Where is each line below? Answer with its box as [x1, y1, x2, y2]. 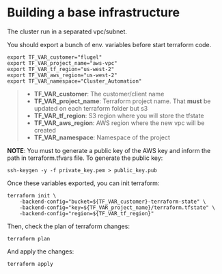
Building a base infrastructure [7, 5, 180, 20]
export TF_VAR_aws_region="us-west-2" [7, 72, 117, 79]
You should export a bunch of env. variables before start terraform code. [7, 40, 212, 49]
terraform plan [7, 235, 51, 242]
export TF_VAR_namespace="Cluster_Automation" [7, 77, 142, 85]
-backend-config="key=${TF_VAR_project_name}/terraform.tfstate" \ [19, 204, 215, 211]
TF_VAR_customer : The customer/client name [33, 90, 165, 98]
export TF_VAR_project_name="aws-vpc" [7, 59, 117, 66]
